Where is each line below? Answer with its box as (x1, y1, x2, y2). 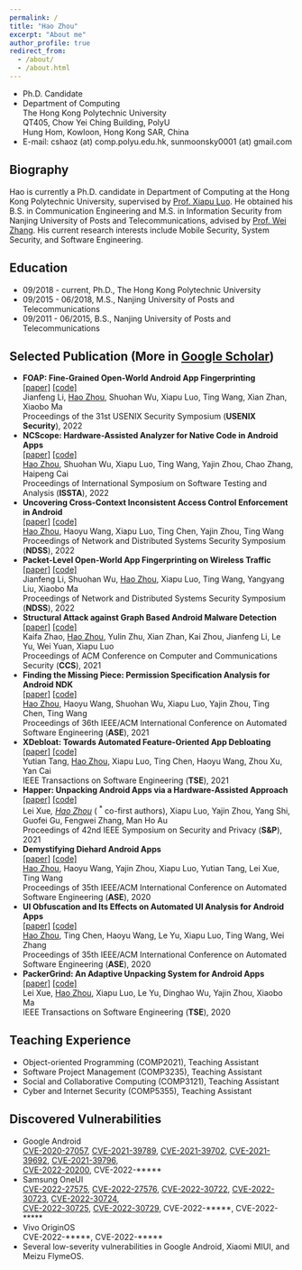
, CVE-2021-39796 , (47, 1155, 119, 1165)
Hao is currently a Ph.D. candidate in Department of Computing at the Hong (9, 186, 290, 197)
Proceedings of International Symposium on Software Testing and (22, 478, 268, 489)
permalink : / (9, 13, 59, 23)
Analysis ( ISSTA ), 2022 (22, 488, 110, 499)
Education (9, 261, 69, 276)
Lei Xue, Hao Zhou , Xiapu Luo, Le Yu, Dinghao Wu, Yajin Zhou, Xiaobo (22, 987, 283, 998)
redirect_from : (9, 47, 67, 56)
